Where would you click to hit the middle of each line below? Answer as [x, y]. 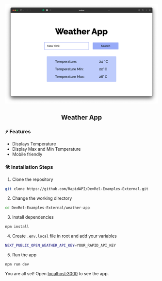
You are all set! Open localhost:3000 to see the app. [57, 273]
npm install [17, 227]
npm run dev [17, 264]
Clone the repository [32, 179]
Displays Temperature [34, 144]
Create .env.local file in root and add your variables [65, 236]
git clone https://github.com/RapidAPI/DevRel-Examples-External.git [77, 189]
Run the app [24, 255]
